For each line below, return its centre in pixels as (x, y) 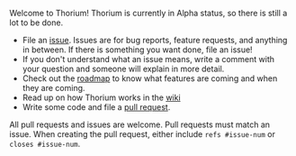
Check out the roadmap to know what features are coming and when (150, 78)
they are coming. (54, 88)
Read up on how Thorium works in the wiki (102, 97)
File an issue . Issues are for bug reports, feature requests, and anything (155, 40)
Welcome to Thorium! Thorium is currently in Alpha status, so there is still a (148, 13)
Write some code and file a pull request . (96, 107)
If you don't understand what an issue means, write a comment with (148, 59)
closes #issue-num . (45, 144)
